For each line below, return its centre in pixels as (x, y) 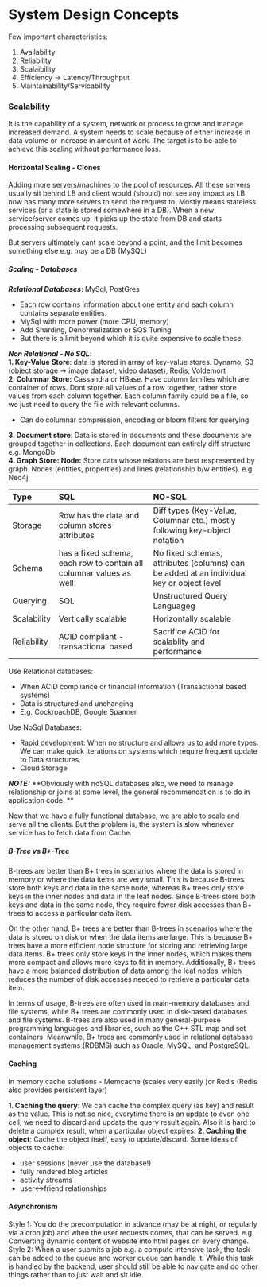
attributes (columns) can (199, 564)
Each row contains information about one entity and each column (127, 304)
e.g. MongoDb (32, 452)
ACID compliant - (91, 637)
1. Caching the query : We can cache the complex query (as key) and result (131, 1105)
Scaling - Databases (43, 269)
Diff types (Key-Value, (195, 510)
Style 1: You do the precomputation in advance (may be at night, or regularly (133, 1224)
